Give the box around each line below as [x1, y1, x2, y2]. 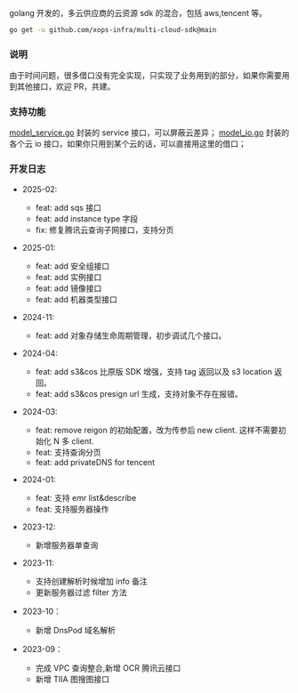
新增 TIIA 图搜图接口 [35, 673, 109, 684]
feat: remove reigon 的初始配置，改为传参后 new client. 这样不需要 [35, 424, 278, 435]
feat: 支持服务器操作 [35, 504, 109, 514]
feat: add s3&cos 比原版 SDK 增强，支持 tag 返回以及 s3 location [35, 366, 273, 376]
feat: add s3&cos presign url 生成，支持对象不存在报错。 [35, 388, 243, 399]
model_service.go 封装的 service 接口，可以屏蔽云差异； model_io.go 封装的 [9, 127, 290, 138]
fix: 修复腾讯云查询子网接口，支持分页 [35, 224, 174, 235]
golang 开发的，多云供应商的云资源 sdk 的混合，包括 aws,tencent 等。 [9, 8, 268, 18]
